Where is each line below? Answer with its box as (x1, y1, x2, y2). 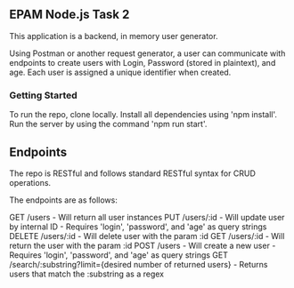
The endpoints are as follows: (9, 195, 118, 205)
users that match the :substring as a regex (9, 268, 165, 279)
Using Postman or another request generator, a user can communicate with (9, 48, 286, 59)
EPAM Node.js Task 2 (9, 7, 130, 22)
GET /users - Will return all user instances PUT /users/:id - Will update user (9, 212, 285, 222)
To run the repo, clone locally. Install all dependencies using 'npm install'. (9, 109, 278, 120)
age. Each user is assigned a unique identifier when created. (9, 67, 232, 77)
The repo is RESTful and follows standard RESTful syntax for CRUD (9, 168, 256, 179)
